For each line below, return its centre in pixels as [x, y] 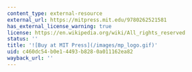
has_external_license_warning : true [59, 26]
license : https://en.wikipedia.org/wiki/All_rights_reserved [96, 33]
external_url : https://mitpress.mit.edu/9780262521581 [87, 20]
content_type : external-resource [55, 13]
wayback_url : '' [30, 58]
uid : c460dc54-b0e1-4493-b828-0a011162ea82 [70, 52]
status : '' [23, 39]
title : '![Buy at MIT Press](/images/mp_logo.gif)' [82, 45]
